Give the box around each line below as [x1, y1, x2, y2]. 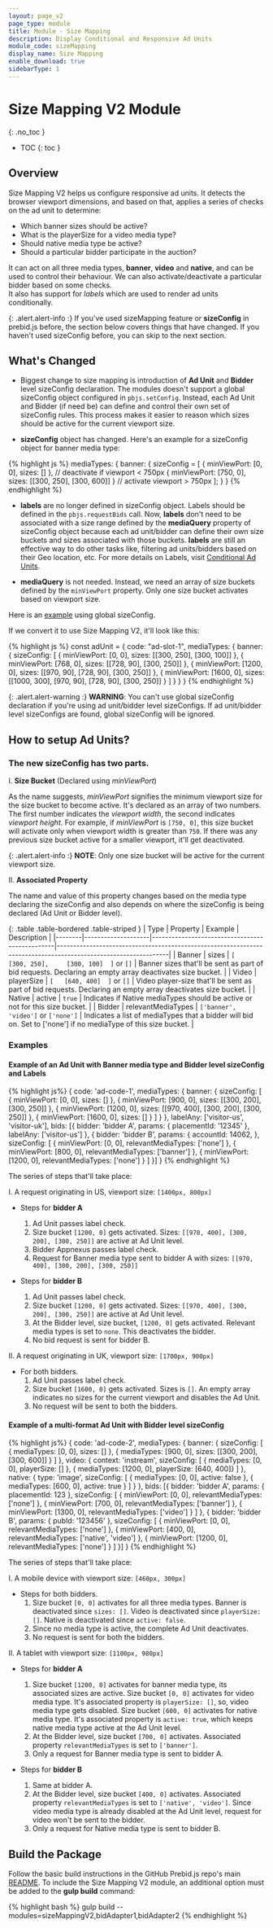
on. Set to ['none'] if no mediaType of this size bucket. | [8, 1019, 194, 1028]
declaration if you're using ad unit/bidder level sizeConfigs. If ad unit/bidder [8, 701, 262, 711]
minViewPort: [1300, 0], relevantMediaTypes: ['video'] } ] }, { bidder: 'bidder [8, 1507, 262, 1517]
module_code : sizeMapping [8, 42, 96, 50]
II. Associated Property [8, 875, 88, 884]
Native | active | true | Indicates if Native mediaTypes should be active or [8, 993, 253, 1002]
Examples [8, 1039, 49, 1050]
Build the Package [8, 1847, 102, 1861]
